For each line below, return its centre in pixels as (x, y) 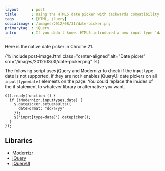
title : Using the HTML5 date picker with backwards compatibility (82, 14)
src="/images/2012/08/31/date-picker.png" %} (52, 61)
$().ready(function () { (30, 96)
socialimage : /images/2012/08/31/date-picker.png (58, 23)
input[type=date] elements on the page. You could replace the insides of (79, 81)
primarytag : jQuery (27, 28)
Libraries (19, 141)
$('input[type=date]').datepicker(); (53, 117)
